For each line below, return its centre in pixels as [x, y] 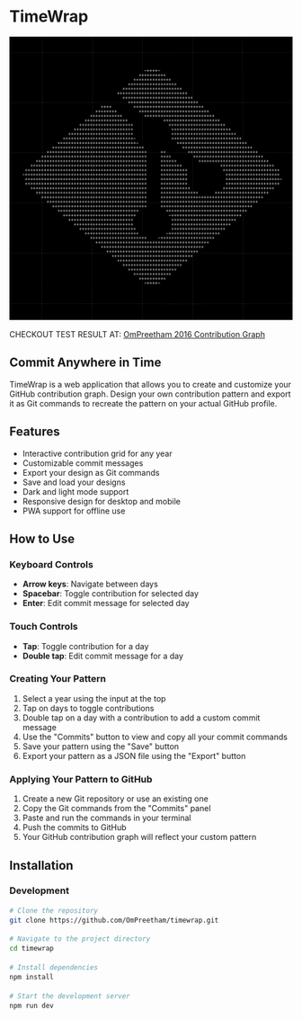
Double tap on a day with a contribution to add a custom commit [141, 718]
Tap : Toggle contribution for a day [85, 646]
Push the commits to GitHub [75, 827]
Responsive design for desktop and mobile [102, 501]
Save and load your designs [74, 482]
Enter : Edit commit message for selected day [106, 603]
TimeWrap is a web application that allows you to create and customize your [151, 384]
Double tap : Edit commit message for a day [103, 656]
